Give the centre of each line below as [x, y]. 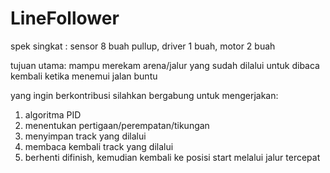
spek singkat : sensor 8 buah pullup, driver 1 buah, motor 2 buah [143, 46]
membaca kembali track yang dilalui [99, 146]
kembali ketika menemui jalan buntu [84, 76]
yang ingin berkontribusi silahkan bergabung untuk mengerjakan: [144, 95]
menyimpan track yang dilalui [85, 136]
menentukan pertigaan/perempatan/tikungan [117, 125]
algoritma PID [53, 114]
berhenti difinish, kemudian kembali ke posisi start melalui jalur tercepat [172, 157]
